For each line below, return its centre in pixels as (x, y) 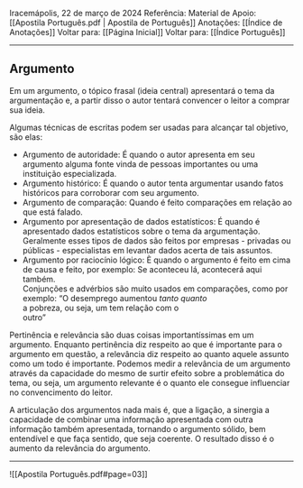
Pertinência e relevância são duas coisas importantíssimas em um (132, 335)
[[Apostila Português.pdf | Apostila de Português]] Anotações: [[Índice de (146, 23)
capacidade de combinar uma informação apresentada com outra (132, 419)
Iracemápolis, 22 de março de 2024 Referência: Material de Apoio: (133, 13)
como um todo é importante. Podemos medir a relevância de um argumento (150, 364)
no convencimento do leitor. (61, 392)
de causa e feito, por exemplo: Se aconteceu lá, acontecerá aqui (142, 269)
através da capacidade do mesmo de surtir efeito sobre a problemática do (147, 373)
